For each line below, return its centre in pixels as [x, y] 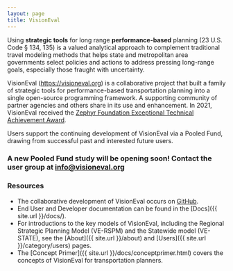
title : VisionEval [34, 20]
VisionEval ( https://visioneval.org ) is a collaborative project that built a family [116, 83]
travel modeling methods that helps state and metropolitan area [98, 55]
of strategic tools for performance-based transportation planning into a [109, 90]
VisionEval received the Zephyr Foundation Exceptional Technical [101, 113]
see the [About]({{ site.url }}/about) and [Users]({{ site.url [124, 238]
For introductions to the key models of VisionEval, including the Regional [120, 223]
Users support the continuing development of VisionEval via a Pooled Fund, [115, 133]
